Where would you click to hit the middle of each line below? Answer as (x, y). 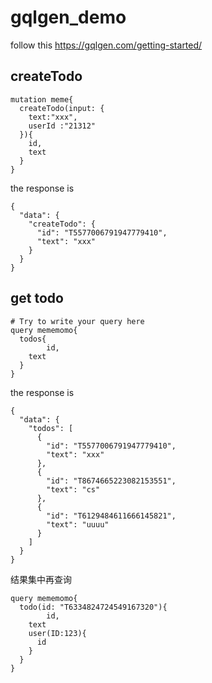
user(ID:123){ (57, 633)
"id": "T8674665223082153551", (111, 481)
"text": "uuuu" (78, 524)
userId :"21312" (62, 126)
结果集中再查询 (41, 579)
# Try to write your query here (77, 321)
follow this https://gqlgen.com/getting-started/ (106, 45)
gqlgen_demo (68, 17)
